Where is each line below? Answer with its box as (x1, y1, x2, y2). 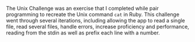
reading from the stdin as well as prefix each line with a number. (6, 29, 161, 36)
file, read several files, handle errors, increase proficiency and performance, (6, 23, 190, 30)
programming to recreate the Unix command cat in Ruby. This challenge (6, 11, 180, 18)
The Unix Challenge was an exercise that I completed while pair (6, 5, 159, 12)
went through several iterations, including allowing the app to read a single (6, 17, 186, 24)
